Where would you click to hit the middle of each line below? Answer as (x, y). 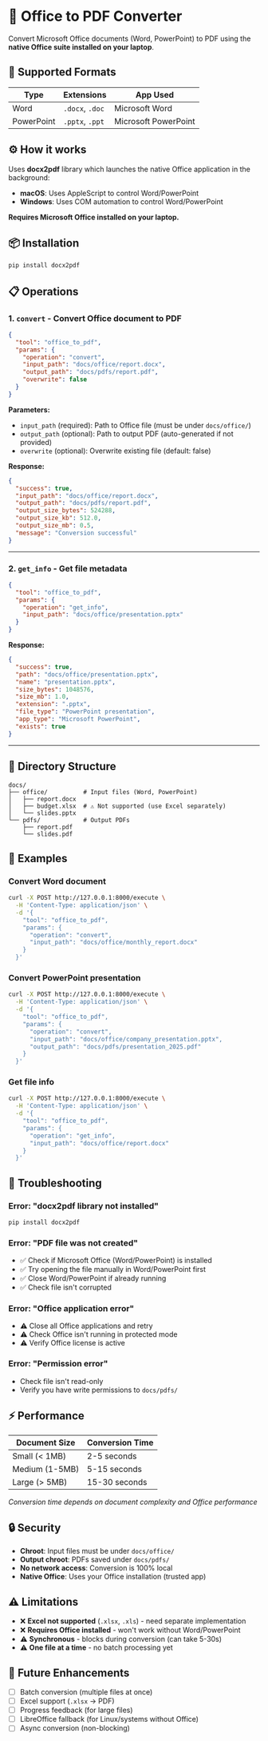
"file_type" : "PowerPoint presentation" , (85, 712)
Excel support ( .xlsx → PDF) (67, 1701)
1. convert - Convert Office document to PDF (95, 318)
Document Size (45, 1442)
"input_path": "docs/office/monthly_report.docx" (113, 943)
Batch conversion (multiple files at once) (86, 1692)
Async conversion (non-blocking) (75, 1728)
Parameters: (29, 409)
